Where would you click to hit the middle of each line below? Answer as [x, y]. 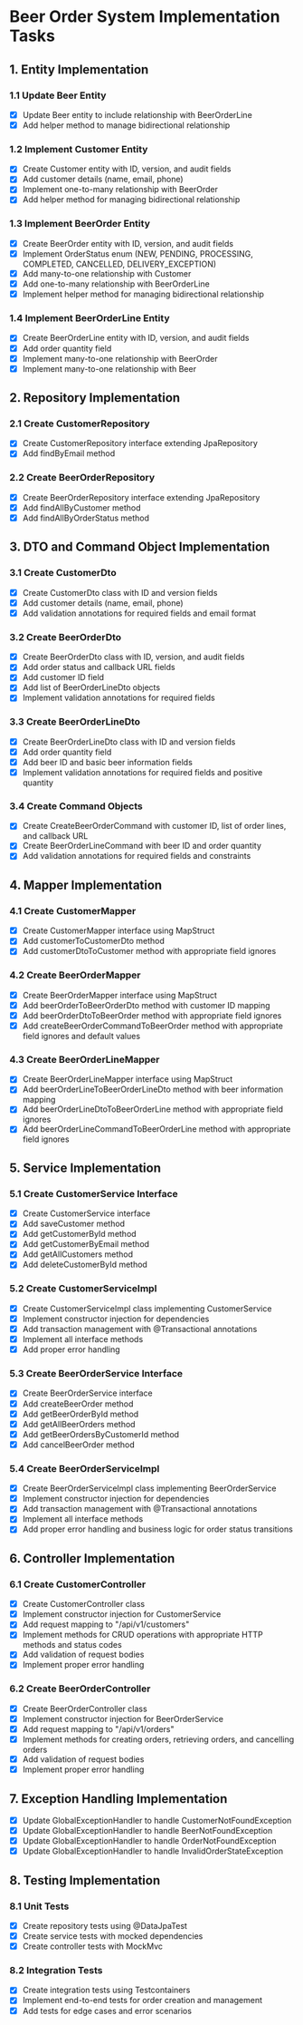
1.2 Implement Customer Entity [79, 149]
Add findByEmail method [69, 453]
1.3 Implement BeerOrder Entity [80, 224]
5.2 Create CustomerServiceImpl [83, 1289]
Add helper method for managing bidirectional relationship [131, 200]
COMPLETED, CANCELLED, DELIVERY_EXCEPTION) [119, 264]
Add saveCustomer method [73, 1224]
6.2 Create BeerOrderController [80, 1689]
